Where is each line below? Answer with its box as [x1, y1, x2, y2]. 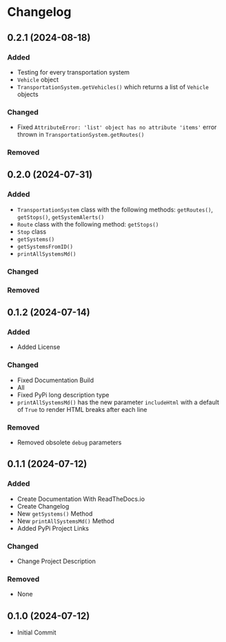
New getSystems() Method [17, 509, 93, 518]
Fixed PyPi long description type [17, 390, 110, 399]
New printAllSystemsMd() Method [17, 516, 115, 525]
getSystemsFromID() [17, 243, 74, 250]
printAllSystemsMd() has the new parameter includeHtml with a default [17, 398, 219, 406]
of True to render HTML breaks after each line [17, 405, 147, 413]
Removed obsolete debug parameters [17, 438, 122, 446]
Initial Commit [17, 628, 56, 636]
